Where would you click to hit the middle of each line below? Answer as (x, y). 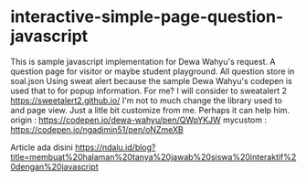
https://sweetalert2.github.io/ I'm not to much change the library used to (146, 100)
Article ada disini (42, 147)
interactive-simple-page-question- (147, 17)
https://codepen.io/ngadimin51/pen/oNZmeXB (97, 129)
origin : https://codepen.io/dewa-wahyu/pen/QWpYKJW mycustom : (139, 120)
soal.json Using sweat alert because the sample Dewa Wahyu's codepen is (152, 80)
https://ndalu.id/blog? (116, 147)
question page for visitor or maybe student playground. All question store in (153, 71)
